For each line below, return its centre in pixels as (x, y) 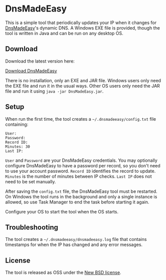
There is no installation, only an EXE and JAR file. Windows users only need (83, 80)
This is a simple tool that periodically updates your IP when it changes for (81, 23)
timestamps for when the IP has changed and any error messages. (74, 245)
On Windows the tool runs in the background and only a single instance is (81, 196)
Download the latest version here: (40, 61)
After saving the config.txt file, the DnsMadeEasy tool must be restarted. (81, 191)
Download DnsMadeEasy (31, 71)
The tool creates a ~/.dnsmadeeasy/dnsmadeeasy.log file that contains (76, 239)
